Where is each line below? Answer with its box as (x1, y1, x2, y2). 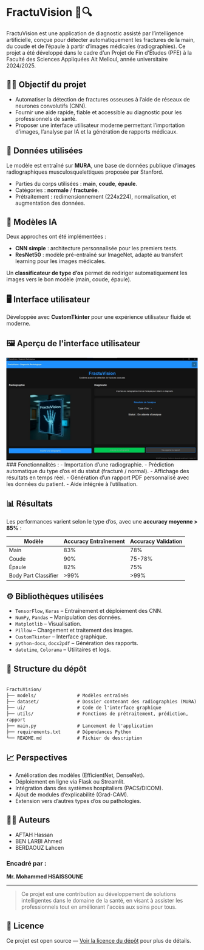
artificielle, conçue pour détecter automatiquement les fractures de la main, (6, 36, 195, 43)
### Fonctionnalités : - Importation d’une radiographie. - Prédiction (6, 460, 174, 468)
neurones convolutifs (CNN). (15, 102, 87, 109)
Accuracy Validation (130, 538, 183, 545)
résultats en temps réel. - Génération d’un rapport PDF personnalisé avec (6, 474, 189, 481)
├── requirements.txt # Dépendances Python (6, 729, 132, 736)
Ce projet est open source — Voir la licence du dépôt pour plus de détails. (6, 937, 191, 944)
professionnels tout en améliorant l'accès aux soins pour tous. (21, 903, 177, 911)
